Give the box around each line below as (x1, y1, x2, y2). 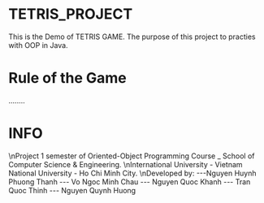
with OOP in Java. (8, 40, 68, 50)
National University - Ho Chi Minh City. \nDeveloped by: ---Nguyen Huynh (8, 168, 257, 178)
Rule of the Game (8, 69, 128, 88)
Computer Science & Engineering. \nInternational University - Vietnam (8, 159, 243, 169)
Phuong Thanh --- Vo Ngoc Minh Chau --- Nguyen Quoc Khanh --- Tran (8, 176, 251, 187)
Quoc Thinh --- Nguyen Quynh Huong (8, 185, 136, 195)
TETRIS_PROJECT (8, 5, 133, 24)
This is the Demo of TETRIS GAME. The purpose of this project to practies (8, 32, 256, 41)
